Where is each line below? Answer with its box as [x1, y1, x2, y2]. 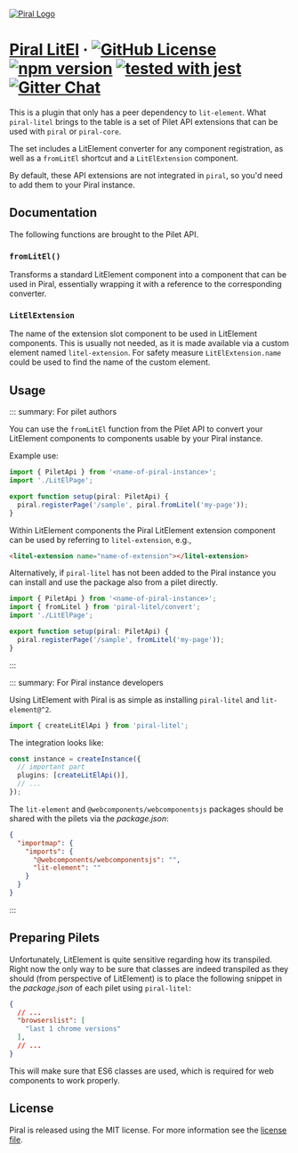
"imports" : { [25, 847, 74, 856]
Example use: [9, 450, 60, 461]
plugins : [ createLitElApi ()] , [17, 771, 129, 780]
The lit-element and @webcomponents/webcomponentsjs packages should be [9, 803, 284, 814]
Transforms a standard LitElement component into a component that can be [9, 269, 287, 280]
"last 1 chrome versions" [25, 1025, 122, 1034]
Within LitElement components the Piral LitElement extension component [9, 524, 276, 535]
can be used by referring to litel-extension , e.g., [9, 534, 192, 545]
